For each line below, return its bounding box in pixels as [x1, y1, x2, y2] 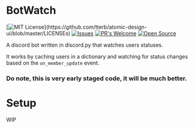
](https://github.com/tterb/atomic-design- [44, 23, 147, 31]
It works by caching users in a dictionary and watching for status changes [6, 53, 188, 60]
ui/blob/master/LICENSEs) [6, 29, 70, 36]
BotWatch [6, 4, 57, 17]
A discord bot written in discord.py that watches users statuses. [6, 41, 164, 48]
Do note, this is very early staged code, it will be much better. [6, 74, 187, 83]
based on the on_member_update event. [6, 59, 100, 66]
